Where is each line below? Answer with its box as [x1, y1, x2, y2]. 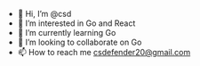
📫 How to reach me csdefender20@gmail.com [17, 47, 191, 57]
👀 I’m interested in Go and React [17, 18, 136, 29]
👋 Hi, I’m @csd [17, 9, 72, 19]
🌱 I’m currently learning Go [17, 28, 116, 37]
